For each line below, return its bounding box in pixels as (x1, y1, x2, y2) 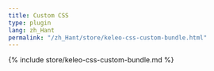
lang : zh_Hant (8, 26, 55, 34)
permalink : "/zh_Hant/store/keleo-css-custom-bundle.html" (8, 33, 208, 42)
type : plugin (8, 19, 52, 27)
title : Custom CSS (8, 11, 69, 20)
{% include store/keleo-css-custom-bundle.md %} (8, 55, 174, 65)
